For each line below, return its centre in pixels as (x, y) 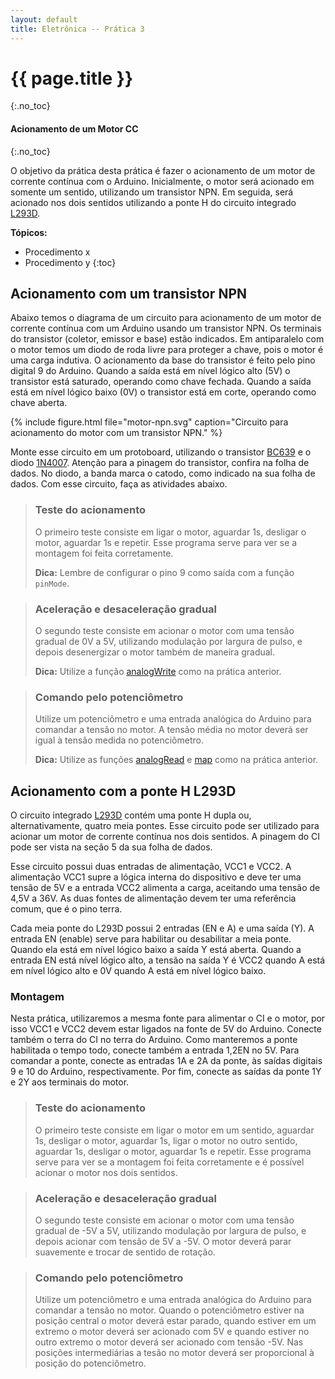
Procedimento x (57, 252)
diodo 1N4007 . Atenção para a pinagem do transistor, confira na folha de (160, 463)
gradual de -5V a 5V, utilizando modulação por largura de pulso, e (170, 1231)
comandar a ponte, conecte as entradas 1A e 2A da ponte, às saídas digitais (166, 1061)
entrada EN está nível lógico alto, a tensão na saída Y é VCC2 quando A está (168, 960)
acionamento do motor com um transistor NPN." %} (116, 433)
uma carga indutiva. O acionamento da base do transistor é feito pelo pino (163, 360)
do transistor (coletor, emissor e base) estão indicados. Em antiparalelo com (167, 339)
